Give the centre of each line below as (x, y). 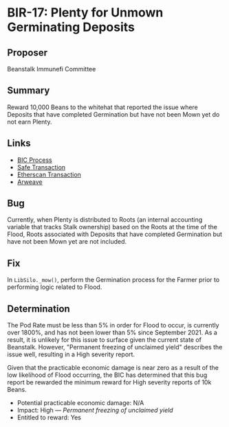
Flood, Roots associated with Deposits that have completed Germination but (115, 234)
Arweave (30, 182)
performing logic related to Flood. (55, 287)
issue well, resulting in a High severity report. (71, 354)
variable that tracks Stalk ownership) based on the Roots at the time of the (112, 227)
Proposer (28, 53)
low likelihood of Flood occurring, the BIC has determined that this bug (107, 375)
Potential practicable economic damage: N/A (80, 403)
